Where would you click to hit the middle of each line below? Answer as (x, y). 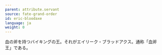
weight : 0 (15, 27)
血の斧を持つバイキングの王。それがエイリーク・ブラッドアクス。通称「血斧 (81, 42)
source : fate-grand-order (31, 14)
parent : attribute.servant (32, 9)
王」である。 (18, 48)
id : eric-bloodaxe (23, 18)
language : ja (18, 23)
